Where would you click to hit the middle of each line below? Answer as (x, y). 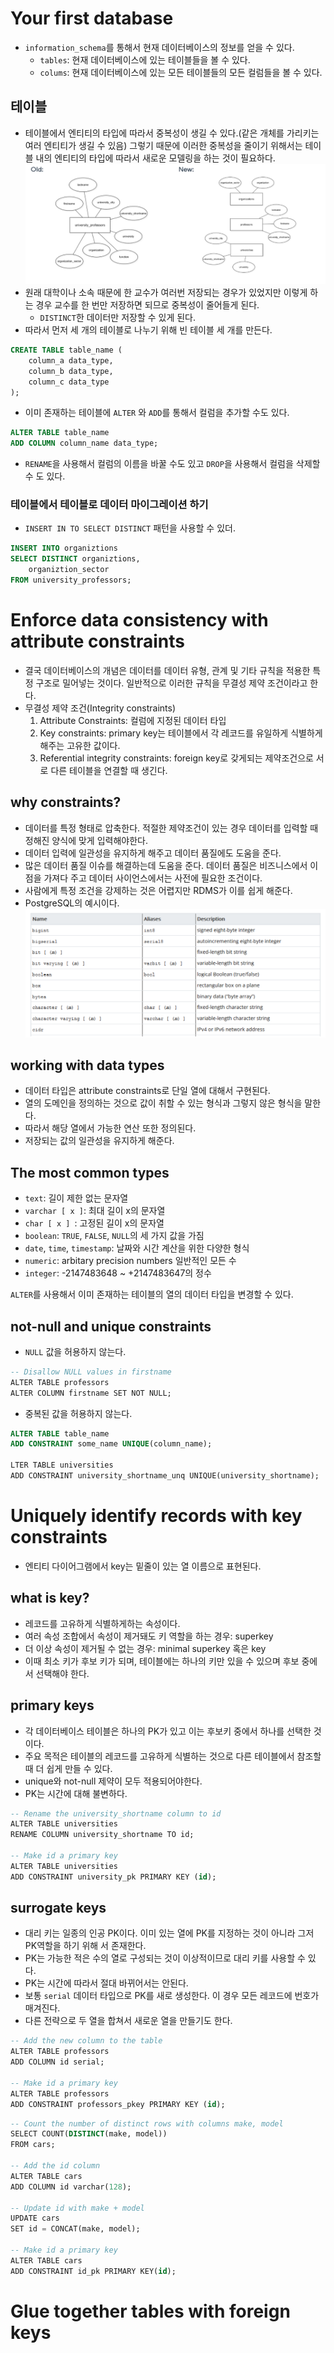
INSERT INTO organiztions (64, 548)
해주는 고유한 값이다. (80, 745)
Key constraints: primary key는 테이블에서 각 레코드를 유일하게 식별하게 (181, 733)
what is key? (50, 1598)
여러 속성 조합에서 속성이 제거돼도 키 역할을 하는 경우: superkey (149, 1636)
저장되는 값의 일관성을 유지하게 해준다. (99, 1141)
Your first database (92, 18)
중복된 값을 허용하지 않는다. (78, 1413)
